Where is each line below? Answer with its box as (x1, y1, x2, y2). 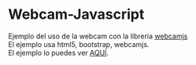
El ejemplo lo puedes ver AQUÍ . (8, 48, 109, 57)
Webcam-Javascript (8, 5, 145, 23)
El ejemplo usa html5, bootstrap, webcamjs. (8, 39, 150, 49)
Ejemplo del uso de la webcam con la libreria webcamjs (8, 31, 188, 41)
